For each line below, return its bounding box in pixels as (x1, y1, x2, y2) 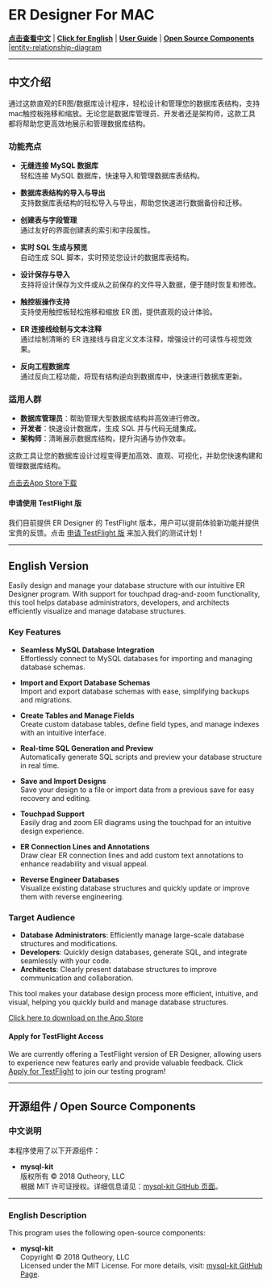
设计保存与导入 (19, 270, 70, 279)
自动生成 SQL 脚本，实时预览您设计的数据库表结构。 (19, 253, 194, 262)
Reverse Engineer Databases (19, 874, 119, 884)
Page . (19, 1269, 40, 1279)
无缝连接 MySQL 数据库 (19, 161, 99, 170)
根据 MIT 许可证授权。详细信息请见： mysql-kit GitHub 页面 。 (19, 1181, 223, 1191)
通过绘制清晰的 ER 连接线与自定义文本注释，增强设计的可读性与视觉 (19, 334, 246, 344)
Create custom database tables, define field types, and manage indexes (19, 719, 260, 728)
